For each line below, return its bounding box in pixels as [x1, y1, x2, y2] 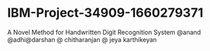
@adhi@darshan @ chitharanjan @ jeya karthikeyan [7, 35, 157, 43]
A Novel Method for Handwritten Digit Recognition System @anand [7, 28, 202, 36]
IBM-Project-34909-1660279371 [7, 5, 204, 21]
